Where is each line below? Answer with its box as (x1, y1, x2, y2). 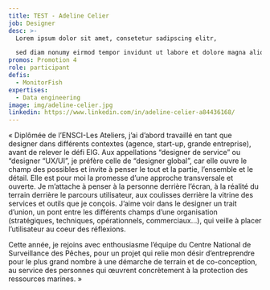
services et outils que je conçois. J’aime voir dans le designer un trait (8, 198, 237, 209)
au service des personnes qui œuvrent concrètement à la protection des (8, 266, 248, 276)
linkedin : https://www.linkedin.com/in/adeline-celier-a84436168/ (8, 108, 235, 116)
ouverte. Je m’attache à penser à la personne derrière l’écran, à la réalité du (8, 182, 260, 191)
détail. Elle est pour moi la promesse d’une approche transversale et (8, 174, 234, 183)
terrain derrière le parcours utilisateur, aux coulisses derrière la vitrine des (8, 190, 254, 200)
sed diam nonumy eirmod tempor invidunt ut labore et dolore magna (15, 49, 247, 57)
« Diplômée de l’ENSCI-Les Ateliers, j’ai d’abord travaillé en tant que (8, 130, 232, 141)
